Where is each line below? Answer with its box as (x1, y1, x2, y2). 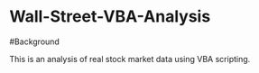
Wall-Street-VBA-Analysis (9, 6, 211, 27)
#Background (9, 36, 60, 47)
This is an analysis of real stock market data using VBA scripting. (9, 53, 251, 64)
